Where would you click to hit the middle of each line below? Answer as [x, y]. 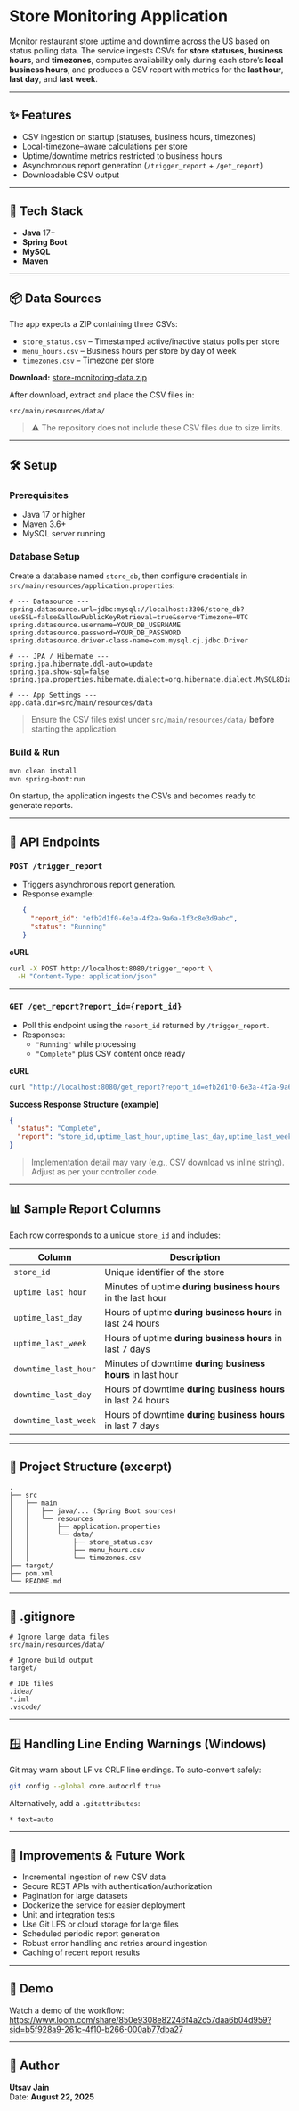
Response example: [58, 894]
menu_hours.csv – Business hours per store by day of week [129, 351]
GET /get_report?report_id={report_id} [96, 1007]
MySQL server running [64, 534]
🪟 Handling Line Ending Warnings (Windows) [138, 1744]
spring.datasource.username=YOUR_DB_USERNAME [95, 626]
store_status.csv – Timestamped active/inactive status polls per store [151, 341]
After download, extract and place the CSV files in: [102, 395]
